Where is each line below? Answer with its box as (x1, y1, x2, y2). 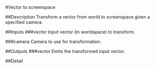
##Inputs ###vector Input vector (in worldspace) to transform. (5, 29, 135, 34)
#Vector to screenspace (5, 4, 56, 10)
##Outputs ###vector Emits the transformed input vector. (5, 48, 126, 54)
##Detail (5, 58, 23, 64)
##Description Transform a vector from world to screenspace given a (5, 14, 150, 19)
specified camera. (5, 19, 43, 25)
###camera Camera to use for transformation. (5, 38, 102, 44)
